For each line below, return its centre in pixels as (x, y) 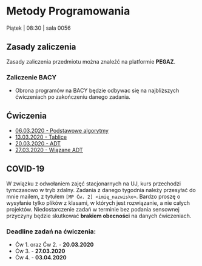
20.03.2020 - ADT (38, 143)
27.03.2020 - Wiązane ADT (49, 150)
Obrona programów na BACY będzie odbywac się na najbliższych (97, 91)
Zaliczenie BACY (31, 77)
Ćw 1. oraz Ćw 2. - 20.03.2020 (54, 244)
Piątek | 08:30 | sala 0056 (39, 28)
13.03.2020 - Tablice (41, 137)
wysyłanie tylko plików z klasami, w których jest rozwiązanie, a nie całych (98, 203)
